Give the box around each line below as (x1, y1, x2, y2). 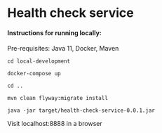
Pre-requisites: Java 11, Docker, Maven (7, 44, 119, 53)
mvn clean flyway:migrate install (7, 95, 109, 102)
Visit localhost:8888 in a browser (7, 120, 103, 128)
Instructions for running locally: (7, 28, 102, 37)
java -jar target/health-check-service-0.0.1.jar (7, 107, 156, 114)
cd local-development (7, 58, 71, 65)
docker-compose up (7, 70, 61, 77)
